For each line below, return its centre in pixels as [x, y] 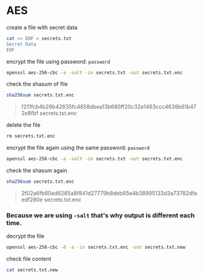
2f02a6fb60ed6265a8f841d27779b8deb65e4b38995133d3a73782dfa [109, 193]
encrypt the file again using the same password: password [78, 148]
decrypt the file [25, 236]
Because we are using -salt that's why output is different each [101, 215]
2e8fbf [30, 114]
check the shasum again [37, 171]
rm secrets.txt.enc [31, 136]
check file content [29, 259]
